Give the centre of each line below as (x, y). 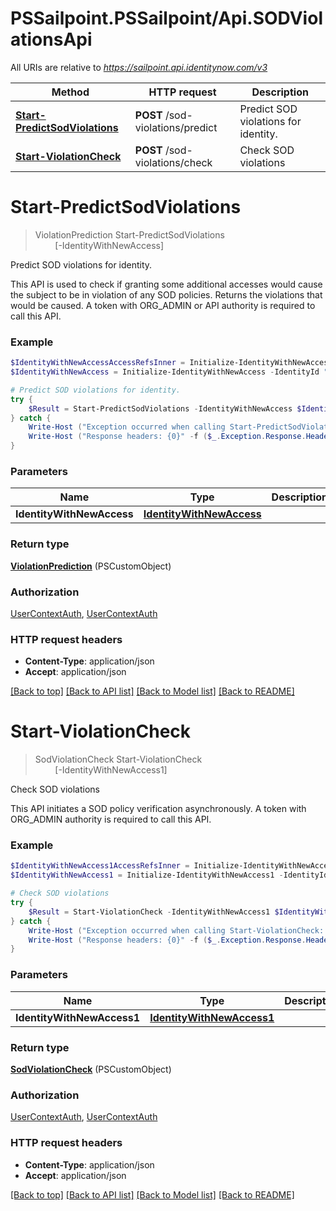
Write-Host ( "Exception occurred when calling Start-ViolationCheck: (176, 930)
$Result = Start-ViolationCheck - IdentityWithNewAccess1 (149, 912)
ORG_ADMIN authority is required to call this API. (111, 819)
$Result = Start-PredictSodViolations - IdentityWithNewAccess (160, 408)
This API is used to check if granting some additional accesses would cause (166, 284)
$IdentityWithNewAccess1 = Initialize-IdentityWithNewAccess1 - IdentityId (169, 875)
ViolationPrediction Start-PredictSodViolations (129, 234)
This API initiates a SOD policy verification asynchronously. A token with (158, 809)
